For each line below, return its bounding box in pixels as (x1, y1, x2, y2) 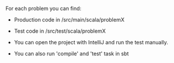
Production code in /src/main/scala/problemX (14, 16, 125, 23)
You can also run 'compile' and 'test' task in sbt (14, 50, 129, 57)
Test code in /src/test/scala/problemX (14, 27, 106, 34)
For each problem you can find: (5, 5, 82, 12)
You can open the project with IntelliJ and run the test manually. (14, 39, 169, 45)
